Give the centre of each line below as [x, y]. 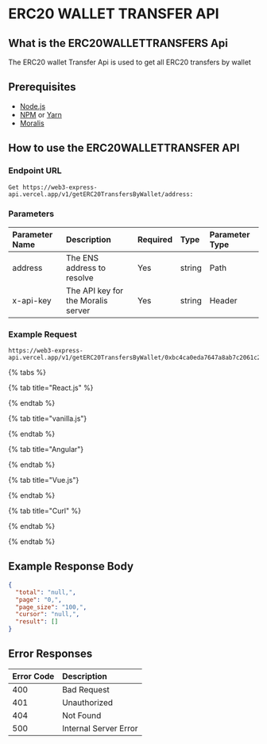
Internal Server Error [100, 728]
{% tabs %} [27, 372]
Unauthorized [88, 702]
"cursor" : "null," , [48, 615]
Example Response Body [71, 567]
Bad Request [86, 689]
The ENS [83, 257]
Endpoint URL [35, 171]
